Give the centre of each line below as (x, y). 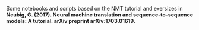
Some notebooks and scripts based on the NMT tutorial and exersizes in (94, 9)
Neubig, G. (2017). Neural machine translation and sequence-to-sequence (100, 15)
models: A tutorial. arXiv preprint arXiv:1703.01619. (71, 21)
